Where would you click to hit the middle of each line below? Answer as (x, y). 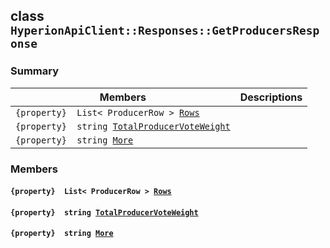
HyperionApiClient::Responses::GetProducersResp (165, 31)
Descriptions (271, 97)
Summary (35, 71)
